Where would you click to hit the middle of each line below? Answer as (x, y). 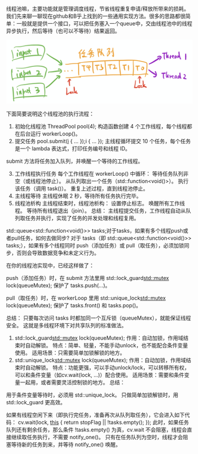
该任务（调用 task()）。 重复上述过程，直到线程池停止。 (82, 189)
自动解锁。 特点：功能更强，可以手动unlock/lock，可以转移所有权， (108, 368)
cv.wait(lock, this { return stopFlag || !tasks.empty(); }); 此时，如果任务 (103, 423)
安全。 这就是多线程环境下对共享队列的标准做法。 (66, 326)
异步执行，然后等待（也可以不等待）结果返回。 (63, 31)
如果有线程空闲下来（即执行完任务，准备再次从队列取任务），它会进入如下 (95, 415)
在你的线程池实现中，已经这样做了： (50, 266)
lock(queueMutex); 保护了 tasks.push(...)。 (58, 285)
